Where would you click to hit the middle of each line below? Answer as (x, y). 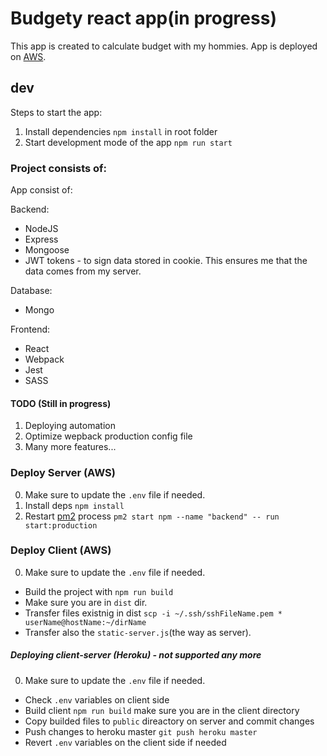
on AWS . (28, 56)
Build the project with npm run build (99, 591)
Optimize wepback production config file (108, 436)
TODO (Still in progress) (61, 403)
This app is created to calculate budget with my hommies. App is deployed (164, 46)
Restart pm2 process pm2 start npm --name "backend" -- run (152, 516)
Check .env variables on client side (97, 699)
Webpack (44, 359)
